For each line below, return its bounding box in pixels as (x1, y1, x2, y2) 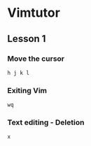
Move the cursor (7, 54, 65, 64)
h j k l (7, 69, 30, 76)
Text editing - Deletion (7, 117, 85, 127)
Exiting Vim (7, 85, 48, 95)
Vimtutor (7, 5, 61, 21)
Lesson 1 (7, 33, 46, 45)
